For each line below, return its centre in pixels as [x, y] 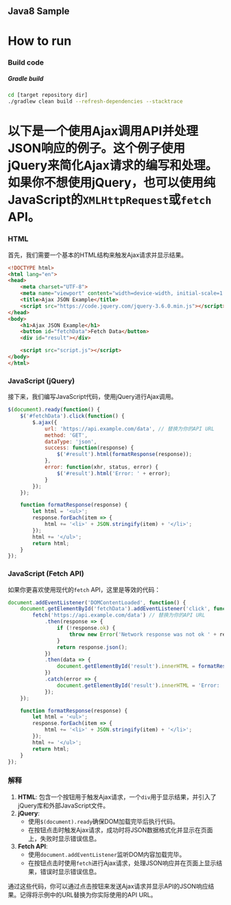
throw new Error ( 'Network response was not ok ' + [143, 634]
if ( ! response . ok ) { [86, 628]
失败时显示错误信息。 [70, 838]
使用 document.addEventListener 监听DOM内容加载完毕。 [107, 854]
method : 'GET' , [66, 435]
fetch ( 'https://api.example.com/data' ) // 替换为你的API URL [119, 615]
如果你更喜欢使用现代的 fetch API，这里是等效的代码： [84, 589]
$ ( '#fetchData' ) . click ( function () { [73, 416]
